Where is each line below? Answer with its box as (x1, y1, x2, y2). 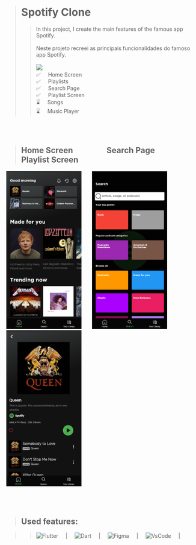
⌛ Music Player (35, 107, 80, 115)
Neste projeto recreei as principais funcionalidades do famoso (35, 45, 191, 52)
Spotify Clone (20, 5, 91, 19)
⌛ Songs (35, 98, 64, 106)
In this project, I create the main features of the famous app (35, 25, 183, 33)
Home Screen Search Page (20, 145, 155, 156)
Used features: (20, 516, 78, 526)
